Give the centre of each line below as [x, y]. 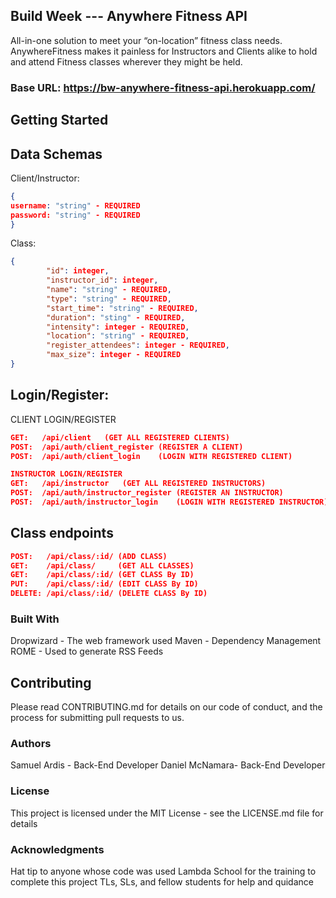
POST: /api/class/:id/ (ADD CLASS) [89, 556]
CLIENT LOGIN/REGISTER [63, 419]
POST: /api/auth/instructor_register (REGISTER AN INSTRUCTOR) [147, 493]
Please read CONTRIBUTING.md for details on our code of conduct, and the [166, 707]
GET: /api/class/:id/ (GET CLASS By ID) [102, 575]
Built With [35, 619]
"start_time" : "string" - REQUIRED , [122, 308]
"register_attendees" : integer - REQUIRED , [138, 345]
